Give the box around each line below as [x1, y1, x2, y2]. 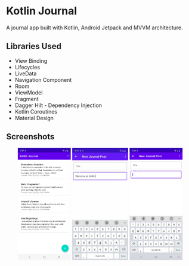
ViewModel [14, 88, 43, 96]
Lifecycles [14, 63, 41, 71]
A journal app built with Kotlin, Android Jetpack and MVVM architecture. [6, 24, 183, 31]
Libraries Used [6, 41, 61, 51]
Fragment [14, 95, 39, 102]
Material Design [14, 114, 54, 121]
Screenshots [6, 132, 55, 142]
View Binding [14, 57, 48, 64]
